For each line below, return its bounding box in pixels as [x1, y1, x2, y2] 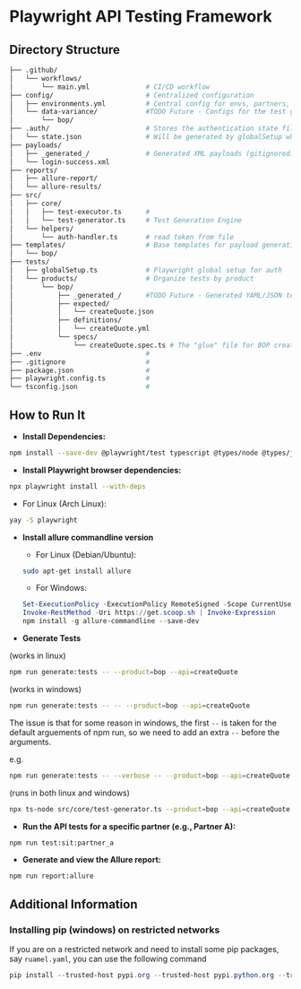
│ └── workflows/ [9, 74, 82, 82]
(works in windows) [9, 683, 82, 694]
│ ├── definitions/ [9, 316, 123, 325]
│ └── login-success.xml [9, 157, 110, 167]
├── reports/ [9, 166, 58, 175]
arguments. [9, 736, 52, 747]
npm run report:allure [9, 872, 94, 881]
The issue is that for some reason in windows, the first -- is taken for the [9, 717, 278, 728]
